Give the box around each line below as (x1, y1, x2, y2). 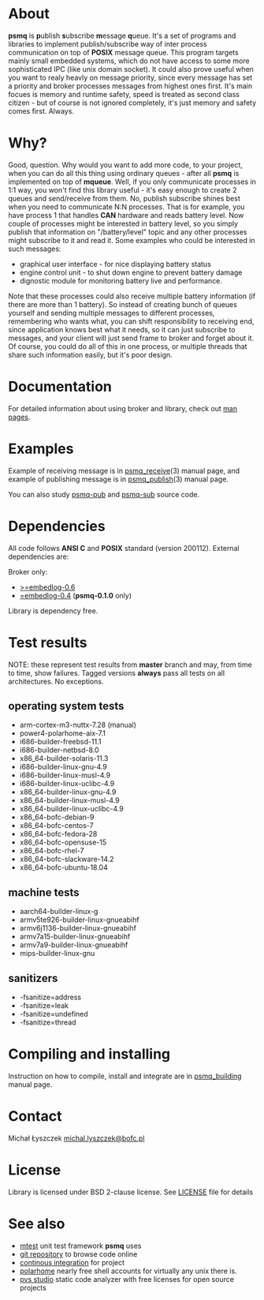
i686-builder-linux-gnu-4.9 (19, 762, 108, 772)
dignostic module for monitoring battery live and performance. (19, 275, 223, 285)
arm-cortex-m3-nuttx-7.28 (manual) (19, 720, 136, 730)
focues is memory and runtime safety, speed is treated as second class (8, 89, 240, 99)
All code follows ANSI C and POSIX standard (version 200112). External (8, 543, 240, 553)
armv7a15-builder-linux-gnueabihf (19, 932, 131, 942)
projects (19, 1283, 47, 1292)
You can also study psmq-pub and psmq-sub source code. (8, 489, 199, 499)
